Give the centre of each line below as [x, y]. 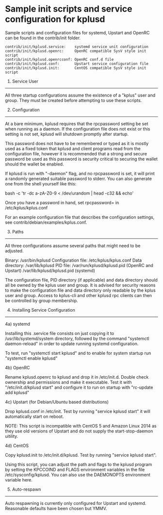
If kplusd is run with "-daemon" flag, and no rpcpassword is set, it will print [80, 173]
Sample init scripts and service [69, 9]
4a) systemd [18, 324]
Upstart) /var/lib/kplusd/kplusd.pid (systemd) [50, 270]
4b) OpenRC [17, 367]
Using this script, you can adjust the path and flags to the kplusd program [79, 464]
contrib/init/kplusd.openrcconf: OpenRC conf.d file [59, 59]
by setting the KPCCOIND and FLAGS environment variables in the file [75, 469]
